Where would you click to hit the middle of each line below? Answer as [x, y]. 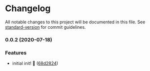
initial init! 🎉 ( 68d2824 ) [35, 63]
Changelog [28, 9]
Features [16, 53]
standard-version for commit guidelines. [45, 27]
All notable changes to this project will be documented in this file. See [75, 22]
